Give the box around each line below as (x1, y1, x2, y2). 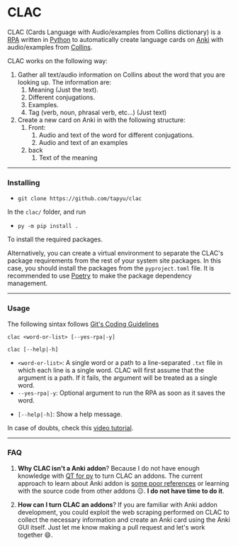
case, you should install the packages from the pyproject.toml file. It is (7, 264, 215, 273)
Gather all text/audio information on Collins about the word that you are (17, 70, 225, 79)
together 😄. (17, 530, 53, 539)
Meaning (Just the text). (28, 85, 99, 94)
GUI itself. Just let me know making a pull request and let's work (17, 523, 205, 531)
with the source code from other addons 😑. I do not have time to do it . (17, 486, 225, 495)
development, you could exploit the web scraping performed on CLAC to (17, 508, 230, 516)
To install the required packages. (7, 235, 103, 244)
